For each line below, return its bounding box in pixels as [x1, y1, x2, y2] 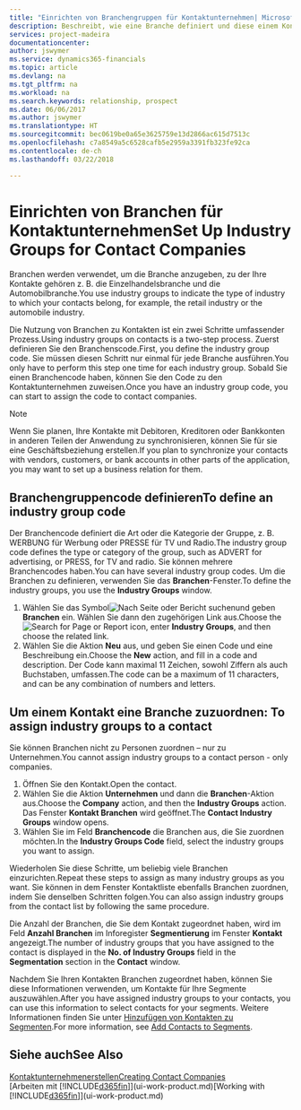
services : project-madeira [9, 30, 110, 39]
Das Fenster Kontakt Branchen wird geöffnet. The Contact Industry [21, 808, 273, 819]
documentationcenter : [9, 38, 90, 48]
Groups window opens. [21, 817, 109, 828]
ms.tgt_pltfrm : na [9, 80, 78, 89]
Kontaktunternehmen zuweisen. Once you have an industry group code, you [9, 382, 288, 393]
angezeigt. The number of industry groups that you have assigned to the [9, 938, 275, 949]
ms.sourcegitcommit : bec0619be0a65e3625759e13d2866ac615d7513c [9, 130, 251, 139]
